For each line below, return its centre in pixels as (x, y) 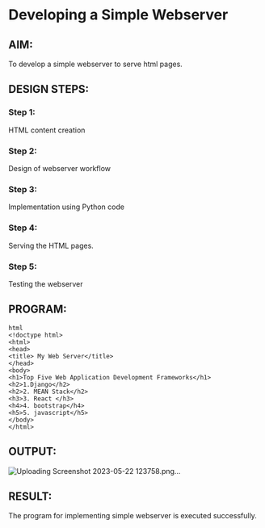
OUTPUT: (32, 452)
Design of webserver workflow (60, 168)
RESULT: (30, 496)
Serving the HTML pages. (51, 245)
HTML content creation (47, 130)
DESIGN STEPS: (49, 89)
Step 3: (23, 189)
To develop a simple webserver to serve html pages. (96, 64)
